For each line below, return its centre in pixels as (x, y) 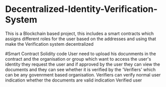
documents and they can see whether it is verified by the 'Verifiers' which (81, 69)
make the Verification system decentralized (49, 44)
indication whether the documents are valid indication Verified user (74, 80)
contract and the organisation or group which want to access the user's (78, 59)
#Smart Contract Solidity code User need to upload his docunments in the (81, 54)
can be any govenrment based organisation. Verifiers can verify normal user (83, 75)
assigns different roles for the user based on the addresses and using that (81, 39)
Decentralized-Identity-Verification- (81, 9)
